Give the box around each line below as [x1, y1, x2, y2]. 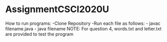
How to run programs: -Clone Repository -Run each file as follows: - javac [5, 20, 161, 26]
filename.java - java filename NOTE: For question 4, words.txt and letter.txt [5, 25, 162, 31]
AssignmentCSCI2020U [5, 4, 109, 15]
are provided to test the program [5, 31, 74, 37]
